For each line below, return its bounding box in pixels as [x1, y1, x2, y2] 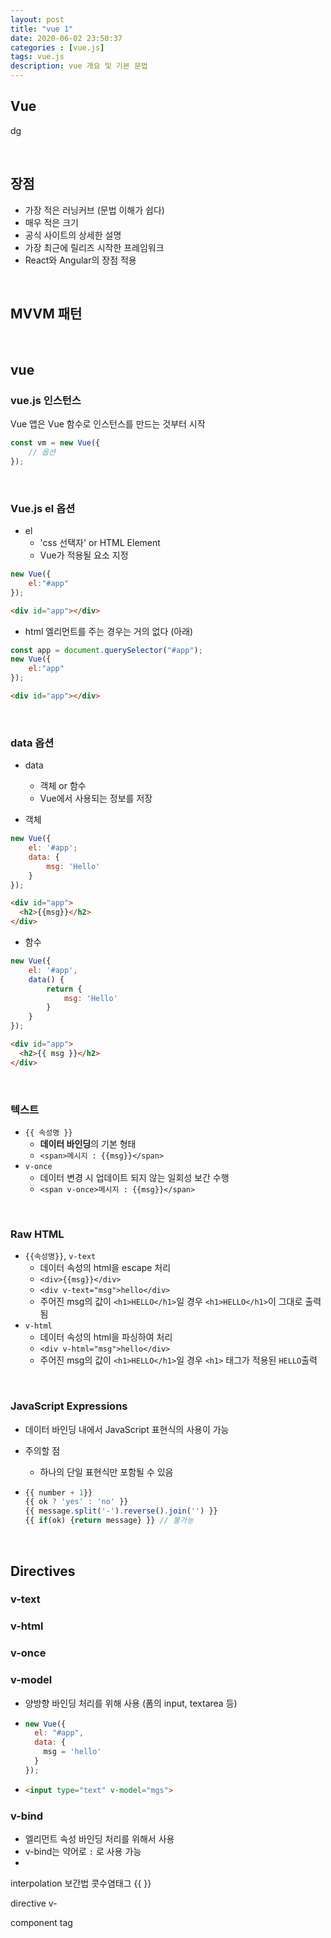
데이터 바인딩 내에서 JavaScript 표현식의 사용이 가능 [24, 1423, 230, 1435]
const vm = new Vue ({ [10, 438, 101, 448]
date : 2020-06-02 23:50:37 [10, 33, 123, 43]
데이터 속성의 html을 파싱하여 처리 [39, 1331, 173, 1343]
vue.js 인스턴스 [10, 393, 82, 407]
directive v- [10, 1897, 58, 1909]
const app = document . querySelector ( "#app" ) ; [10, 645, 203, 655]
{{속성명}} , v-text [24, 1250, 97, 1262]
